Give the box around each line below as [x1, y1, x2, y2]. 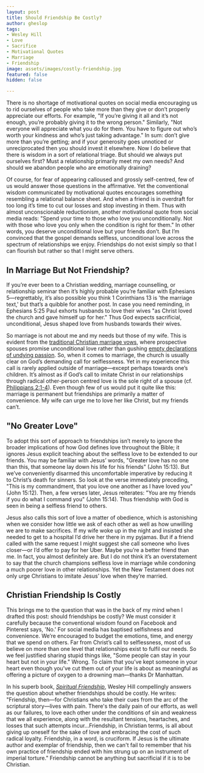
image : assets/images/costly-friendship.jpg [6, 65, 121, 72]
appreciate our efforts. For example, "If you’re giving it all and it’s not [6, 112, 178, 120]
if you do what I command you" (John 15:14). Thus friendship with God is [6, 495, 189, 503]
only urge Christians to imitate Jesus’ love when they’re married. [6, 572, 168, 579]
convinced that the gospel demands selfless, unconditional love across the [6, 234, 194, 242]
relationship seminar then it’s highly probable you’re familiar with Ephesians [6, 288, 195, 295]
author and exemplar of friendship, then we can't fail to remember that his [6, 741, 192, 749]
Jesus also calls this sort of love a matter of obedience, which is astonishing [6, 514, 198, 521]
